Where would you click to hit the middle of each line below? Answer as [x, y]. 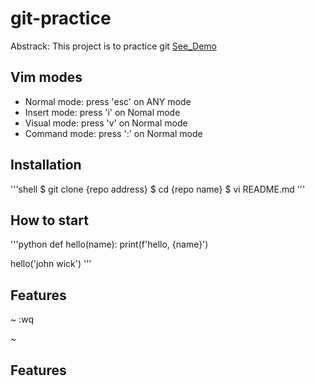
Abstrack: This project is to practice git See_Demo [113, 46]
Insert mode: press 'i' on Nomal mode [102, 112]
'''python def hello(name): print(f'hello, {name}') [109, 244]
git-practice [61, 18]
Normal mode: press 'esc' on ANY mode [108, 101]
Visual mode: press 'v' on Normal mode [106, 123]
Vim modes [46, 77]
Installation [46, 165]
